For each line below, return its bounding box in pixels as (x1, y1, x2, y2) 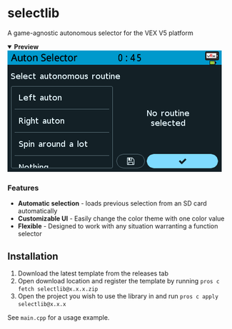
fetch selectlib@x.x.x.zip (17, 285, 99, 293)
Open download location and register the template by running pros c (17, 277, 220, 285)
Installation (7, 250, 59, 262)
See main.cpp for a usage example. (7, 313, 110, 322)
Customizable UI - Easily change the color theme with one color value (17, 214, 225, 223)
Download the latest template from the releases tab (17, 269, 169, 278)
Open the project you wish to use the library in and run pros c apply (17, 292, 219, 300)
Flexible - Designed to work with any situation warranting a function (17, 222, 218, 231)
